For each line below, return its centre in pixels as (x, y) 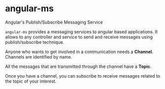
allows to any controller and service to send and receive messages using (79, 37)
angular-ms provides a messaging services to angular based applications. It (82, 31)
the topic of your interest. (31, 81)
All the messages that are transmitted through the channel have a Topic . (78, 66)
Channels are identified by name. (39, 57)
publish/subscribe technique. (35, 42)
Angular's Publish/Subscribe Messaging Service (54, 22)
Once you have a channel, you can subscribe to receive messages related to (83, 76)
